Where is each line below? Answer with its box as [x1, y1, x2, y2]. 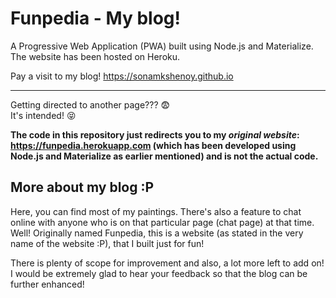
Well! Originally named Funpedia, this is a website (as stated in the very [10, 227, 304, 239]
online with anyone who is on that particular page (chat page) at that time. [10, 216, 315, 228]
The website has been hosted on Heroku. [10, 50, 181, 62]
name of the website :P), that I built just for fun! [10, 237, 205, 249]
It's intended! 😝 [10, 109, 77, 121]
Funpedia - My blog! [10, 7, 181, 30]
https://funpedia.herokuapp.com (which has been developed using [10, 139, 297, 151]
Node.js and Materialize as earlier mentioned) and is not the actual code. [10, 150, 319, 162]
